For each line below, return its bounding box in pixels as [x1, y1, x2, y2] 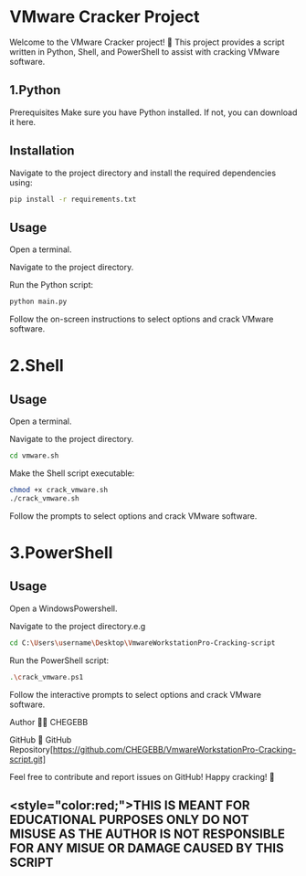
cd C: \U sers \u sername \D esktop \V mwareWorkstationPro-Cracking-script [9, 638, 276, 648]
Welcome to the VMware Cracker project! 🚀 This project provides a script [9, 37, 285, 47]
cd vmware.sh [9, 451, 59, 460]
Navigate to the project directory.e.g [9, 620, 146, 631]
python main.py [9, 297, 68, 307]
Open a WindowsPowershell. [9, 603, 118, 614]
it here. [9, 116, 37, 127]
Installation [9, 143, 75, 159]
